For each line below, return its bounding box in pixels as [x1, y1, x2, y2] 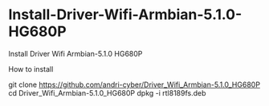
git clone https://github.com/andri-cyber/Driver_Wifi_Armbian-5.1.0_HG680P [8, 80, 261, 89]
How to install [8, 64, 54, 73]
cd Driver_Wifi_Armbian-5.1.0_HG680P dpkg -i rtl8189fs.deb [8, 88, 206, 97]
